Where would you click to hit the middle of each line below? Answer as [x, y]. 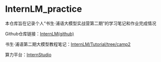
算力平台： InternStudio [28, 55]
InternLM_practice [44, 9]
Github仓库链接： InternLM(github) [40, 33]
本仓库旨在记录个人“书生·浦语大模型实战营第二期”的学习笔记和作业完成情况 [81, 23]
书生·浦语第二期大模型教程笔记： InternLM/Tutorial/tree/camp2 [68, 44]
